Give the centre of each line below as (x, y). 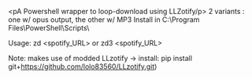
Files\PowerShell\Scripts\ (49, 28)
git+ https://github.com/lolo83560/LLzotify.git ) (83, 66)
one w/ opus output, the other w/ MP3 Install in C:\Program (104, 20)
